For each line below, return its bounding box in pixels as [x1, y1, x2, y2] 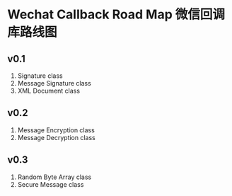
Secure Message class [17, 180, 84, 188]
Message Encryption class [17, 125, 95, 134]
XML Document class [17, 86, 80, 95]
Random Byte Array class [17, 173, 92, 181]
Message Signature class [17, 79, 92, 87]
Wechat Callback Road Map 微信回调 [7, 6, 225, 23]
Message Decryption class [17, 133, 95, 142]
